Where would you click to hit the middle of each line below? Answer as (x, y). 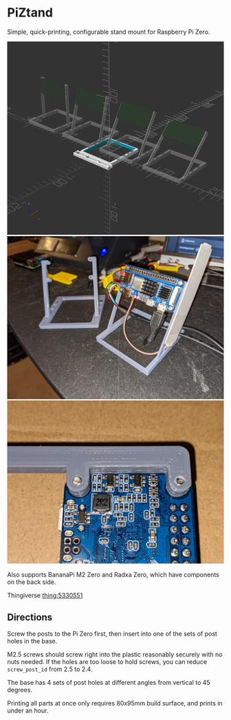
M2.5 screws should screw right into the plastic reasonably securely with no (115, 654)
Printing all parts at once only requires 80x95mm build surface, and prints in (115, 703)
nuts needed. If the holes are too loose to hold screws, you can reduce (107, 662)
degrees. (20, 690)
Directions (30, 617)
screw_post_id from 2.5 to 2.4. (50, 669)
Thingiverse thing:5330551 (45, 596)
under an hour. (28, 711)
